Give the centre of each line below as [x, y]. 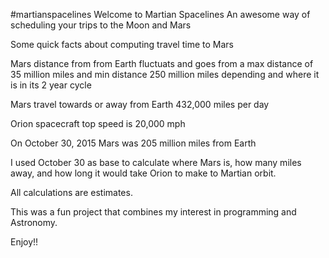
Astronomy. [34, 222]
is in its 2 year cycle [51, 85]
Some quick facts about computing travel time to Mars [122, 44]
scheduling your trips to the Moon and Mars [101, 25]
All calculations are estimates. [71, 192]
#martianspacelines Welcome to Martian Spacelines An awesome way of [160, 14]
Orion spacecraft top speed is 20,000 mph [98, 123]
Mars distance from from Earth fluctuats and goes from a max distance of [162, 63]
